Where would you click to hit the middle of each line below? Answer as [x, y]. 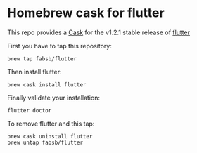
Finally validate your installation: [54, 98]
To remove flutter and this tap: [51, 124]
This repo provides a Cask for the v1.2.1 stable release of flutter [99, 32]
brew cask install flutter [47, 85]
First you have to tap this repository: [60, 46]
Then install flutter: [34, 72]
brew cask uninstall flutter [50, 136]
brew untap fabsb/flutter [45, 142]
